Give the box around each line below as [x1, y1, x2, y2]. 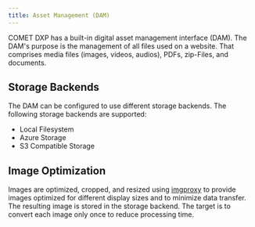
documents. [8, 58, 47, 67]
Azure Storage [19, 133, 66, 142]
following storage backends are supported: [8, 110, 147, 119]
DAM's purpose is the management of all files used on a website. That [8, 41, 235, 51]
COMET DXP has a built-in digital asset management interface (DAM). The [8, 33, 248, 42]
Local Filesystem [19, 124, 74, 134]
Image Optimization [8, 164, 106, 177]
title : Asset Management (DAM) [8, 11, 110, 20]
